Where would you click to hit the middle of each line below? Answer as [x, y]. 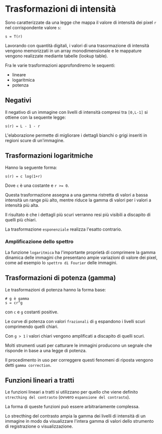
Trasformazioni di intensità [61, 9]
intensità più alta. [22, 205]
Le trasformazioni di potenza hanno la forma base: [55, 289]
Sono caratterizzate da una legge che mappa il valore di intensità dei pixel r [81, 22]
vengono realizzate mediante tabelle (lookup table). [57, 56]
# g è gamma [17, 298]
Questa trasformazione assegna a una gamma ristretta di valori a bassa [77, 195]
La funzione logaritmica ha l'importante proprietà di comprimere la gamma [80, 252]
